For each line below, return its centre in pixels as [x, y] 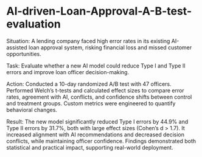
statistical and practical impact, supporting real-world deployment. [90, 147]
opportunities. [24, 54]
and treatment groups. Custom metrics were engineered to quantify [91, 103]
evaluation [33, 24]
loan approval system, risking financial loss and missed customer [110, 47]
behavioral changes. [32, 110]
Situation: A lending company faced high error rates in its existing [88, 41]
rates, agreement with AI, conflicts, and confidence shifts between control [99, 97]
